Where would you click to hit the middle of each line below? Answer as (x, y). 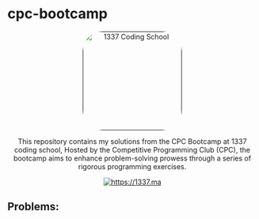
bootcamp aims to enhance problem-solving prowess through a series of (132, 158)
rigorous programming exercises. (132, 166)
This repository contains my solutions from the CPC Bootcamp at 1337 (132, 141)
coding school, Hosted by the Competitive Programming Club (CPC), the (132, 149)
